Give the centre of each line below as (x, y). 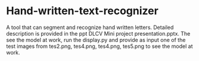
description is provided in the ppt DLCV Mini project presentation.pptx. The (98, 33)
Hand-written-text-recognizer (83, 11)
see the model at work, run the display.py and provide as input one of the (96, 40)
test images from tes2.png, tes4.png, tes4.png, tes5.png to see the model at (99, 46)
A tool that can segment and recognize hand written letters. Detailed (90, 27)
